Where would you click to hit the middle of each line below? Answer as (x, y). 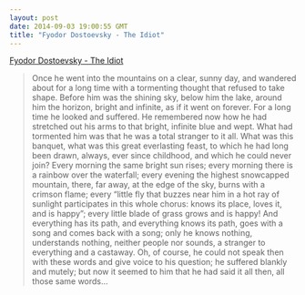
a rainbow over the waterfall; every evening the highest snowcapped (160, 175)
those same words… (70, 281)
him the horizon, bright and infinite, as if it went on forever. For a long (161, 107)
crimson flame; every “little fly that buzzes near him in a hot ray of (156, 194)
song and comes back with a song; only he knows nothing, (142, 233)
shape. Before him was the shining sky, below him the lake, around (157, 97)
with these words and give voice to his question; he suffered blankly (159, 262)
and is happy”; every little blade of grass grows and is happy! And (155, 214)
